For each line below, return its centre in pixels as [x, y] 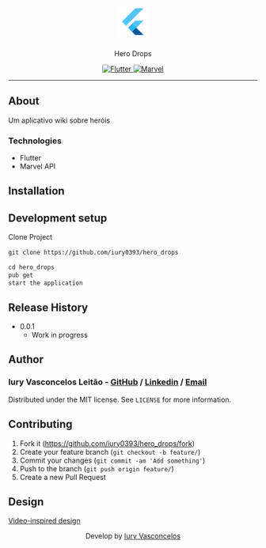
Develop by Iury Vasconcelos [133, 536]
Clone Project [30, 237]
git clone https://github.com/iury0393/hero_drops [93, 253]
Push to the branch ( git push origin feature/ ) [97, 468]
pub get [21, 275]
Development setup [58, 218]
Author [26, 359]
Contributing [40, 424]
